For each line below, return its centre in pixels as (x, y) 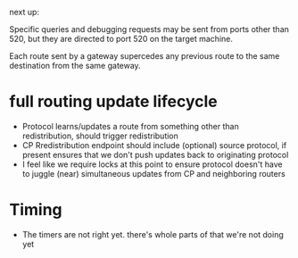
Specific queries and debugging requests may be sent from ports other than (149, 29)
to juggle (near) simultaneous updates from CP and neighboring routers (153, 173)
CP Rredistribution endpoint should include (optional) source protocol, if (154, 145)
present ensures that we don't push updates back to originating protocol (155, 154)
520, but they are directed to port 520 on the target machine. (121, 39)
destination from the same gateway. (75, 66)
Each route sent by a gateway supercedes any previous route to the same (145, 56)
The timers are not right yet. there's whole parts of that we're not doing (153, 234)
